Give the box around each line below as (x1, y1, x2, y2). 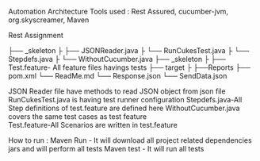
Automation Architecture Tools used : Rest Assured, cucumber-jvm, (8, 7, 228, 16)
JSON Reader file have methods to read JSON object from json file (8, 86, 226, 96)
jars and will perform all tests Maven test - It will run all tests (8, 144, 205, 153)
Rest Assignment (8, 31, 63, 40)
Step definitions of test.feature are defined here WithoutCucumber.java (8, 103, 240, 113)
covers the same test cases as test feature (8, 112, 147, 121)
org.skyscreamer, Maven (8, 15, 90, 25)
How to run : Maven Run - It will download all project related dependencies (8, 136, 252, 145)
